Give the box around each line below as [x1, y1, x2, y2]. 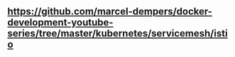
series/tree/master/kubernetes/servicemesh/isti [7, 27, 229, 39]
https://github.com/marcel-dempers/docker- [7, 6, 213, 18]
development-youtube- [7, 17, 114, 29]
